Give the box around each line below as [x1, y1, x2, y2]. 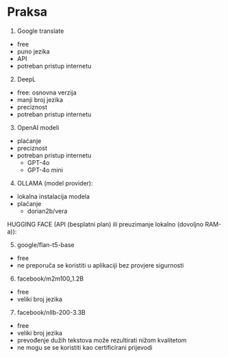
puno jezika [16, 47, 50, 55]
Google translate [16, 27, 64, 35]
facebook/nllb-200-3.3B [16, 308, 86, 316]
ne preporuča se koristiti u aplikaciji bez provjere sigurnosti [16, 261, 184, 269]
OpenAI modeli [16, 123, 60, 131]
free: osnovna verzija [16, 88, 77, 97]
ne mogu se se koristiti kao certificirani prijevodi [16, 343, 153, 351]
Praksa [7, 4, 48, 20]
